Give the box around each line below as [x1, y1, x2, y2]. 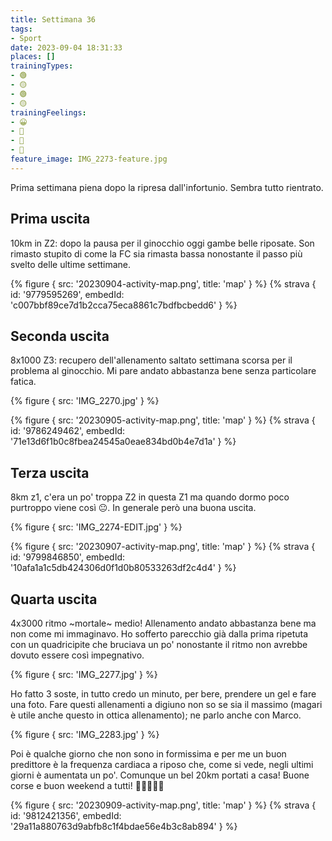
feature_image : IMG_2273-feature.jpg [10, 154, 168, 164]
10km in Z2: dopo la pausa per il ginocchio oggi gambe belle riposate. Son [10, 237, 315, 249]
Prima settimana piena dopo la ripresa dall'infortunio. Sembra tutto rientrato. [10, 181, 324, 193]
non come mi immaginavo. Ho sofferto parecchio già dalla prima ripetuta [10, 628, 309, 640]
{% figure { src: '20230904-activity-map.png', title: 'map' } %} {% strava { [10, 277, 317, 290]
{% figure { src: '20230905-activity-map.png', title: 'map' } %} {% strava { [10, 414, 316, 426]
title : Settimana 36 [10, 14, 97, 25]
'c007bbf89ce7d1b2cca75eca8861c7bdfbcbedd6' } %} [10, 299, 238, 311]
